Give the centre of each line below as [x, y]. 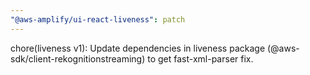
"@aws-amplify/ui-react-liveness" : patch [98, 19]
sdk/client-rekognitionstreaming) [78, 58]
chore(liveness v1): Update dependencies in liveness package [138, 48]
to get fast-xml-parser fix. [200, 58]
